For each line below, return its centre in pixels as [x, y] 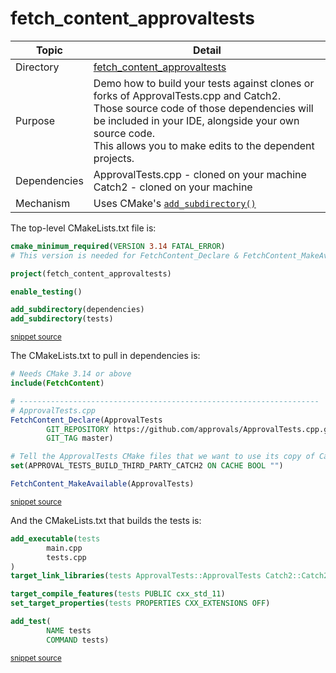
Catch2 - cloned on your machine [173, 187]
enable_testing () [46, 292]
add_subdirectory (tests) [62, 319]
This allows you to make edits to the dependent [204, 145]
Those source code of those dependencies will [203, 108]
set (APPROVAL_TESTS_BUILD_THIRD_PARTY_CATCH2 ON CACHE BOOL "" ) [147, 466]
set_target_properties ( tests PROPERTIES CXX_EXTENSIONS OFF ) [140, 603]
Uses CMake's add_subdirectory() [175, 203]
